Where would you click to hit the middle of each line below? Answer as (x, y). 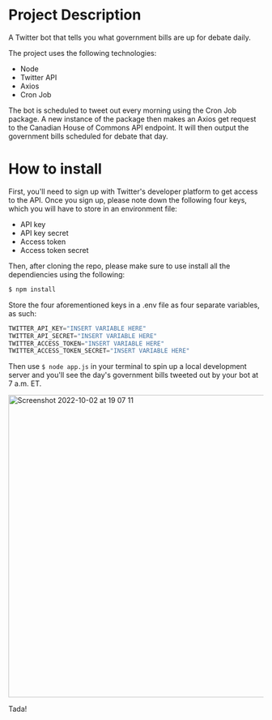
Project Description (75, 15)
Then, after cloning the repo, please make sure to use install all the (119, 266)
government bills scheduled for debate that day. (88, 136)
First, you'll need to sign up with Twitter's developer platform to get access (133, 191)
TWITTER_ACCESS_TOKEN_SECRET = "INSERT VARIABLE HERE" (99, 351)
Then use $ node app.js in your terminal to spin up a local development (127, 366)
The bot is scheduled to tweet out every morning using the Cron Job (123, 110)
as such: (23, 313)
